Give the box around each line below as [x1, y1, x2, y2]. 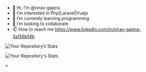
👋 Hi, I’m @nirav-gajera [12, 5, 60, 10]
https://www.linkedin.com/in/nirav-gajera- [54, 26, 141, 32]
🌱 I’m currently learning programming [12, 15, 90, 21]
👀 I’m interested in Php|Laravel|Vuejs [12, 10, 88, 16]
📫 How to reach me [12, 26, 54, 32]
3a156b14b [12, 33, 35, 39]
